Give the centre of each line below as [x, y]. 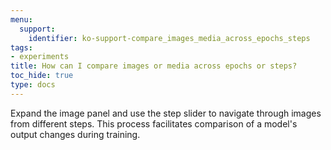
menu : [21, 19]
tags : [21, 47]
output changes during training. [75, 134]
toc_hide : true [42, 76]
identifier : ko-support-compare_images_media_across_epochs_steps [169, 38]
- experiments [40, 57]
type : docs [33, 85]
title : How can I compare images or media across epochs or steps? [154, 66]
